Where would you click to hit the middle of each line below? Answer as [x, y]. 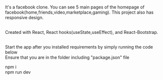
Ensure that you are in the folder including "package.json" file [67, 57]
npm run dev [18, 72]
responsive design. [24, 17]
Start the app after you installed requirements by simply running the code [79, 47]
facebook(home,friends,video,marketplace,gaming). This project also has [79, 12]
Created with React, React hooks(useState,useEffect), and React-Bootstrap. [82, 32]
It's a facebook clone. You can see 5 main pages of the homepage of [75, 7]
